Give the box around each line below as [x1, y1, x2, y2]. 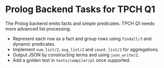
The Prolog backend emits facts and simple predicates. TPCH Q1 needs [5, 20, 155, 26]
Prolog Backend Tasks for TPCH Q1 [5, 4, 156, 15]
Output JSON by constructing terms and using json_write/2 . [12, 52, 140, 58]
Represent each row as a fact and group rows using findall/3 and [12, 36, 152, 42]
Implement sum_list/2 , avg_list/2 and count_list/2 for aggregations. [12, 46, 159, 52]
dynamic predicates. [12, 41, 56, 47]
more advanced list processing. [5, 25, 71, 31]
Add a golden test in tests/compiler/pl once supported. [12, 57, 131, 63]
